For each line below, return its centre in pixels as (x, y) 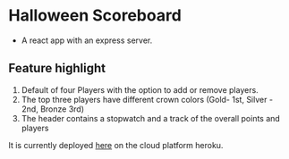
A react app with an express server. (87, 40)
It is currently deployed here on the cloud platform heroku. (116, 145)
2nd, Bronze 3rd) (53, 109)
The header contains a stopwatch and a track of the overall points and (151, 118)
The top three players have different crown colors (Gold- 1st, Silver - (147, 99)
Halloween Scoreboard (95, 16)
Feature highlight (57, 68)
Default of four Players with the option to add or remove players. (140, 89)
